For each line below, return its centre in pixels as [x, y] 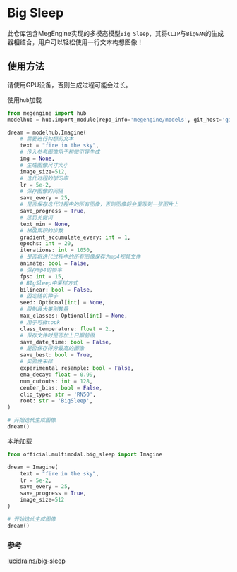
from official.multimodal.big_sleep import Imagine [85, 454]
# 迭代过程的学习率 [44, 178]
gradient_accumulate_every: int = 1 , [75, 237]
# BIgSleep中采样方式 [49, 283]
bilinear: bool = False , [56, 290]
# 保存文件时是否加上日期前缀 [57, 335]
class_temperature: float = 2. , [67, 329]
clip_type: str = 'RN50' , [58, 394]
